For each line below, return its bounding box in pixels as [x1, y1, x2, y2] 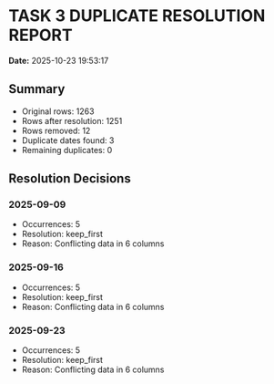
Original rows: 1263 [21, 106, 95, 117]
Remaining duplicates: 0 [21, 144, 113, 155]
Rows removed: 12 [21, 125, 91, 136]
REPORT [8, 25, 74, 46]
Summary [8, 81, 66, 97]
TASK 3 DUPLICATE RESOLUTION [8, 5, 266, 26]
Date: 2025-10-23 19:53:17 [8, 55, 109, 66]
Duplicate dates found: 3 [21, 134, 115, 146]
